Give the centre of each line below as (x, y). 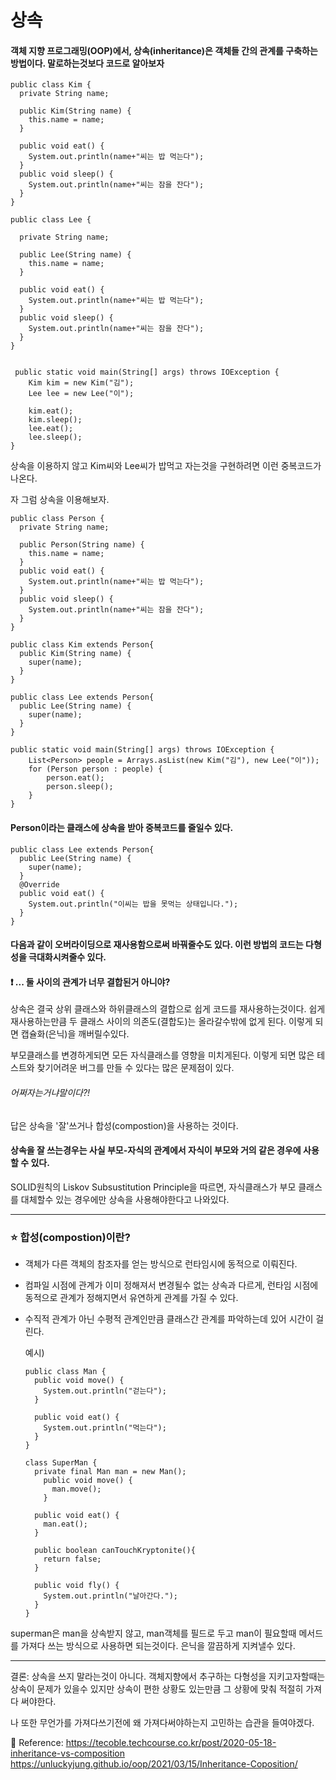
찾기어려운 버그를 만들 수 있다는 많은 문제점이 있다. (135, 1068)
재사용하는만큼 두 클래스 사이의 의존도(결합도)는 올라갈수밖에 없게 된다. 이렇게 (161, 1022)
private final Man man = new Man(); (110, 1472)
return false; (72, 1559)
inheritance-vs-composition (68, 1753)
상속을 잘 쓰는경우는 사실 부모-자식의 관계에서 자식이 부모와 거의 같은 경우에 (156, 1150)
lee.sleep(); (55, 437)
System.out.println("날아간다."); (111, 1596)
